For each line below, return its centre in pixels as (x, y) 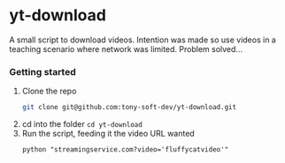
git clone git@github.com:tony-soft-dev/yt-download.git (129, 107)
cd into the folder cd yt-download (82, 124)
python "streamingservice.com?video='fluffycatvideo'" (125, 150)
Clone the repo (49, 91)
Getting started (43, 71)
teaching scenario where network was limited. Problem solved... (126, 48)
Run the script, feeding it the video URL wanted (108, 134)
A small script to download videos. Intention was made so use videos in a (142, 40)
